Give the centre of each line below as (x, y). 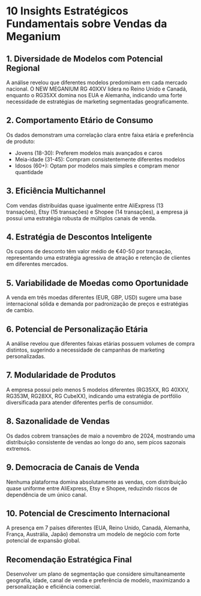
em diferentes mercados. (37, 264)
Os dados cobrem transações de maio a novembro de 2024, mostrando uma (101, 436)
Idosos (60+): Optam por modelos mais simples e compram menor (97, 166)
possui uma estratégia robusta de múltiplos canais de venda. (81, 218)
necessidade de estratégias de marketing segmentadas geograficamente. (97, 101)
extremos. (19, 448)
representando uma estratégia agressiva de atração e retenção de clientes (98, 258)
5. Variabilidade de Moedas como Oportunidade (97, 283)
